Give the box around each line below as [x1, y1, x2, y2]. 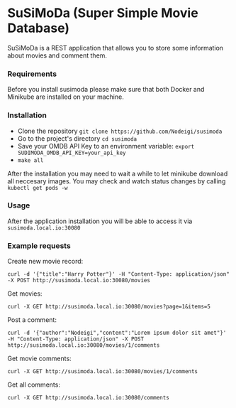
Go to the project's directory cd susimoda [17, 134, 137, 143]
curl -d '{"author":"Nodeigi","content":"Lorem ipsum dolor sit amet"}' [7, 329, 227, 337]
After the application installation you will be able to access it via [7, 217, 193, 225]
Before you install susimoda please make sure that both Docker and [7, 85, 205, 94]
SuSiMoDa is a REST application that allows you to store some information [7, 43, 224, 52]
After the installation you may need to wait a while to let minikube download [7, 169, 228, 178]
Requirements [7, 69, 57, 79]
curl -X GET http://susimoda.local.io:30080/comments [7, 394, 170, 402]
